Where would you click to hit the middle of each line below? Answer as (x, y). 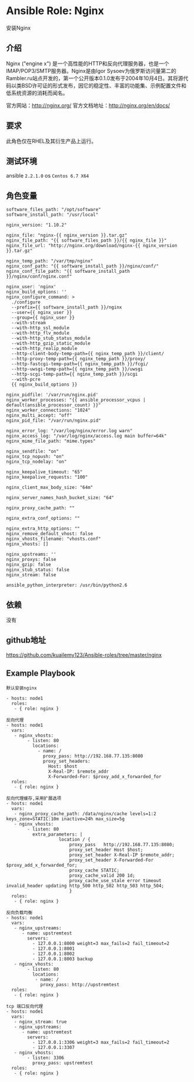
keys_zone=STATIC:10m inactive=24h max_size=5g (66, 819)
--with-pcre (26, 380)
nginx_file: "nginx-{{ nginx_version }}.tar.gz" (67, 236)
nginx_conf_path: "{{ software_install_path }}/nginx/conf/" (83, 266)
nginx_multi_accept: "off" (39, 416)
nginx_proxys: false (31, 560)
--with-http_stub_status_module (51, 338)
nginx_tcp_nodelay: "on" (36, 462)
